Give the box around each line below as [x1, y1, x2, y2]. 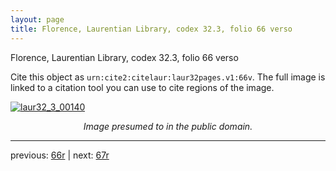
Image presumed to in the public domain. [83, 120, 253, 132]
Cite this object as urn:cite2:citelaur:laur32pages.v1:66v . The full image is [10, 71, 326, 83]
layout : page [10, 14, 65, 25]
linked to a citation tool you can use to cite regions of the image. [10, 81, 275, 93]
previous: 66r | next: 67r [10, 149, 110, 161]
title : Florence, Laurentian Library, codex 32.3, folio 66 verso [10, 24, 293, 34]
